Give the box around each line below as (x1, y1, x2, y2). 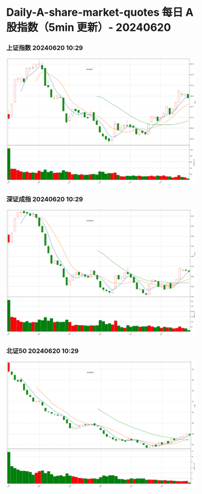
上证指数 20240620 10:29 (6, 43, 83, 52)
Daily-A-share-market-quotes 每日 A (6, 5, 194, 19)
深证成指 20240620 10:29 (6, 194, 83, 203)
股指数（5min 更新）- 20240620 (6, 21, 171, 34)
